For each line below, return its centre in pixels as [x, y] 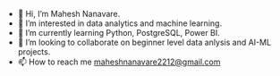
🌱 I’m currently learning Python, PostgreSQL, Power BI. [119, 33]
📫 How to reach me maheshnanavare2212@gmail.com [119, 62]
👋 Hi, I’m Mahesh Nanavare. [69, 14]
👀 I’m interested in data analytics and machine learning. [119, 23]
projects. [34, 52]
